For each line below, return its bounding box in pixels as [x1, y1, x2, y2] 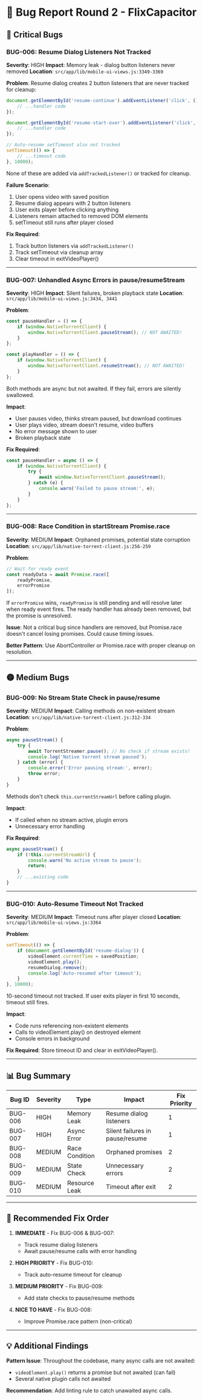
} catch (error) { [17, 760, 63, 766]
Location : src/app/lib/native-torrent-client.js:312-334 [6, 713, 151, 721]
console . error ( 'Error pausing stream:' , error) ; [28, 765, 153, 771]
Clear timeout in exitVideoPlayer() [14, 255, 99, 262]
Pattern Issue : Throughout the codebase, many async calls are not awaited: [6, 1356, 196, 1364]
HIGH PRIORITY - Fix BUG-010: [14, 1259, 94, 1266]
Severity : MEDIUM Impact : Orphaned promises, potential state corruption [6, 536, 190, 543]
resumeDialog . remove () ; [28, 964, 88, 970]
